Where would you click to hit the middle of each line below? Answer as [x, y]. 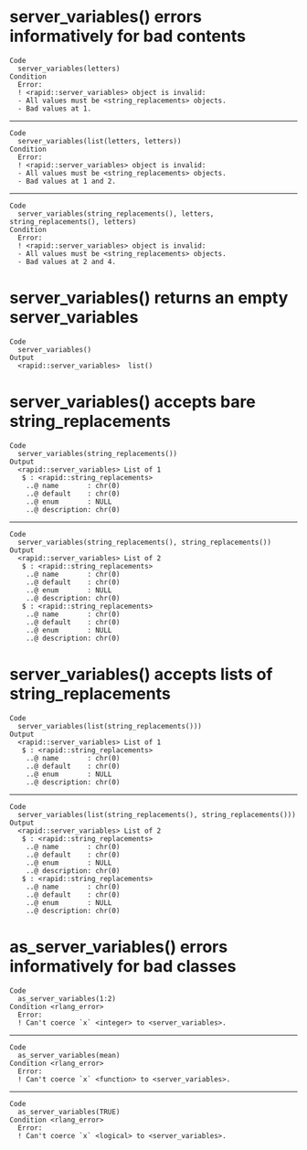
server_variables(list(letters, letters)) [100, 141]
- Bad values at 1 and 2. [67, 181]
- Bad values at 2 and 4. [67, 261]
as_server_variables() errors [119, 947]
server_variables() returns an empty [149, 298]
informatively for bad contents [128, 36]
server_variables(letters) [69, 69]
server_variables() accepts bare [132, 402]
